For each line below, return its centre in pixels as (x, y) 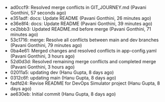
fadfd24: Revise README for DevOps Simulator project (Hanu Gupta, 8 (85, 83)
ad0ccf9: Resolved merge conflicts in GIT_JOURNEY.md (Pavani (78, 7)
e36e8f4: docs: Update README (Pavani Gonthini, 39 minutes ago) (81, 23)
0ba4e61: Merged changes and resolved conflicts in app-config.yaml (83, 51)
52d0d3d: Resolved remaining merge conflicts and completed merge (83, 61)
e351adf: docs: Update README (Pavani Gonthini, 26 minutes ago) (81, 18)
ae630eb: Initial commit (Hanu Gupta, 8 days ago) (63, 94)
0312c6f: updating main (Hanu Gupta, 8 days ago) (63, 78)
